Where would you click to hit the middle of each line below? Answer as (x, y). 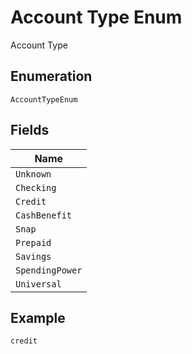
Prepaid (33, 242)
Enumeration (51, 76)
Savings (33, 256)
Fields (30, 130)
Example (38, 317)
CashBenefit (44, 215)
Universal (38, 284)
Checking (36, 187)
